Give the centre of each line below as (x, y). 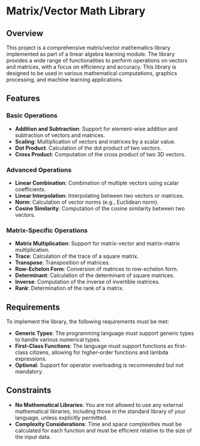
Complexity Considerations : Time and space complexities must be (98, 424)
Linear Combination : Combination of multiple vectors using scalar (97, 183)
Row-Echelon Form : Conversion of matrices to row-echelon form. (96, 269)
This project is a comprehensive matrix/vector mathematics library (88, 47)
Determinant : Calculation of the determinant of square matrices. (95, 275)
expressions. (31, 359)
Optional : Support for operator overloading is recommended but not (99, 365)
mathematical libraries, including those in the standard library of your (100, 411)
